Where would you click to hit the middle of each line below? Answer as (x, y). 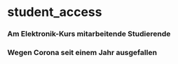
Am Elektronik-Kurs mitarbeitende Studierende (89, 34)
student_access (55, 12)
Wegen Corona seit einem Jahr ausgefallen (82, 53)
